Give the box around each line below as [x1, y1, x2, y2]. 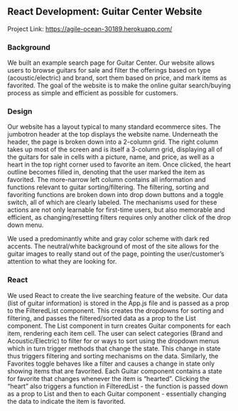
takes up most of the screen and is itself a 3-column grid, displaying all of [7, 145, 222, 154]
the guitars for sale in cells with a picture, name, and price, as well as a [7, 153, 215, 161]
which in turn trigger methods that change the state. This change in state [7, 344, 221, 353]
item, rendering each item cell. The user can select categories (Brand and [7, 329, 223, 337]
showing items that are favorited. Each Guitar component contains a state [7, 366, 222, 375]
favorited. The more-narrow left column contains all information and [7, 176, 206, 184]
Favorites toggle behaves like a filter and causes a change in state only [7, 359, 215, 368]
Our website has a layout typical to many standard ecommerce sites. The [7, 122, 222, 131]
